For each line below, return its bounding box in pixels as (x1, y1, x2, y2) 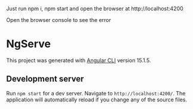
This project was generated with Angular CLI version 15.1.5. (6, 56, 151, 64)
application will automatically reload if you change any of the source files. (6, 96, 187, 103)
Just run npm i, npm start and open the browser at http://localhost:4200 (6, 5, 183, 12)
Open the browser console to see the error (6, 17, 112, 23)
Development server (6, 74, 84, 84)
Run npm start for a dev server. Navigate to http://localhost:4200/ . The (6, 89, 186, 97)
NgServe (6, 37, 51, 51)
